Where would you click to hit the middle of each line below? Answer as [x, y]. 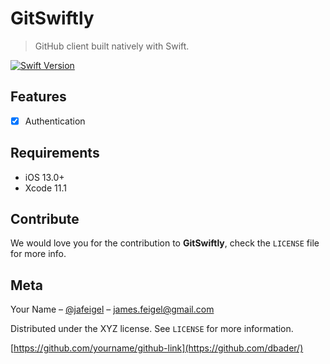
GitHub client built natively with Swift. [112, 46]
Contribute [45, 219]
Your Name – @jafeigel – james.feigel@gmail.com [112, 309]
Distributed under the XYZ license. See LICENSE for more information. [152, 329]
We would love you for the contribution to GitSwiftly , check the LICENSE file [165, 243]
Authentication [55, 121]
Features [38, 97]
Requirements [55, 153]
